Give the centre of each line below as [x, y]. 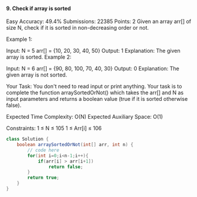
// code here [43, 150]
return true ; [43, 178]
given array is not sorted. [37, 75]
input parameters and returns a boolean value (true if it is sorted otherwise [97, 99]
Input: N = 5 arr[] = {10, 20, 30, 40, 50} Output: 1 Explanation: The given [93, 51]
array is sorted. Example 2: [39, 57]
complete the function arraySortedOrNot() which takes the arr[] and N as [95, 93]
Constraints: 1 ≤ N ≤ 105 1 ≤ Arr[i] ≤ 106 [54, 128]
